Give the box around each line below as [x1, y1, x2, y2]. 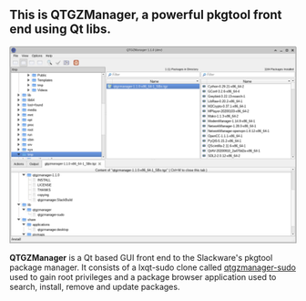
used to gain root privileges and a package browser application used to [9, 272, 277, 283]
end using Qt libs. [9, 22, 112, 37]
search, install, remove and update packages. [9, 282, 180, 293]
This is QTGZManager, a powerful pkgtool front [9, 7, 282, 23]
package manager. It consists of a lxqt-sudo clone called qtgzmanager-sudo [9, 262, 296, 273]
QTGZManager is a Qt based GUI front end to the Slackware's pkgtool [9, 253, 273, 264]
